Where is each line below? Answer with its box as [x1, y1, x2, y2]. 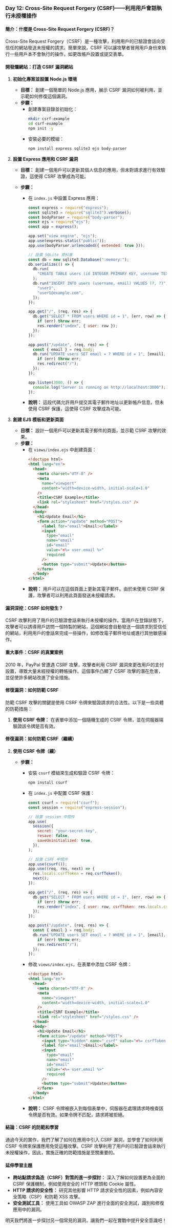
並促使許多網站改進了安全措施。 [5, 674, 73, 681]
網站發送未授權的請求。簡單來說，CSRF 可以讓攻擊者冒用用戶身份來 [18, 45, 162, 51]
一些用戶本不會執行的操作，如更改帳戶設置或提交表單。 [9, 51, 126, 57]
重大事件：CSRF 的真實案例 [5, 649, 63, 655]
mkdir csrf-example [28, 116, 70, 121]
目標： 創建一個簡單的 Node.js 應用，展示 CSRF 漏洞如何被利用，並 [20, 87, 163, 93]
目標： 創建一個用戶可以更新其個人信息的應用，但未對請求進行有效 [20, 166, 161, 173]
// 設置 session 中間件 [28, 814, 75, 819]
